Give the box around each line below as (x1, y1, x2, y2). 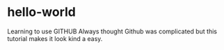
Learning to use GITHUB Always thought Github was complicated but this (7, 27, 218, 35)
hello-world (7, 4, 77, 20)
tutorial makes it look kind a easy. (7, 34, 103, 42)
